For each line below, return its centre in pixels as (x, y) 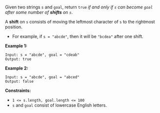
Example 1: (16, 46)
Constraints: (18, 90)
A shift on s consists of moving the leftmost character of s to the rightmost (80, 22)
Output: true (18, 59)
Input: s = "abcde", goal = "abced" (42, 77)
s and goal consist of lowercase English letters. (60, 105)
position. (14, 27)
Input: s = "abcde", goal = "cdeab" (42, 55)
